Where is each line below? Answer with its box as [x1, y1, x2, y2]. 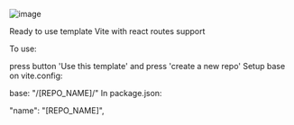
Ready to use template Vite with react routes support [9, 26, 206, 36]
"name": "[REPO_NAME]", [9, 105, 106, 116]
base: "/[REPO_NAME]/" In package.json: [9, 88, 162, 98]
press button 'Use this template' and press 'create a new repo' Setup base [9, 61, 286, 71]
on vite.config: [9, 70, 63, 81]
